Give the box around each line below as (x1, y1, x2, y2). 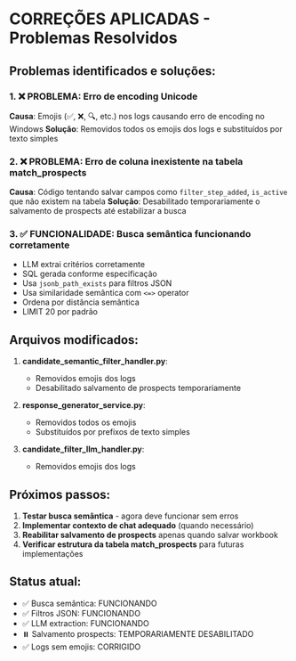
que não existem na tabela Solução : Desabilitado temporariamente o (9, 196, 260, 207)
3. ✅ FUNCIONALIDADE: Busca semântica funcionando (9, 228, 252, 241)
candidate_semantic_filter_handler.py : (21, 356, 168, 367)
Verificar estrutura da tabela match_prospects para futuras (21, 539, 244, 550)
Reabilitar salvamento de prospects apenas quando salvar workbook (21, 530, 278, 541)
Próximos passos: (9, 486, 111, 502)
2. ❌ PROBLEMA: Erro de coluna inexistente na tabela (9, 155, 244, 167)
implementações (21, 549, 84, 559)
